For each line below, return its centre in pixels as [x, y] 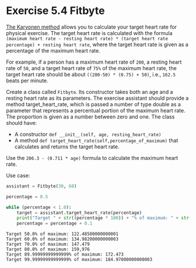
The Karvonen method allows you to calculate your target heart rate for [91, 27]
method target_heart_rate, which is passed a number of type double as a [93, 104]
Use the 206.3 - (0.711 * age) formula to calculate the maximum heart [92, 158]
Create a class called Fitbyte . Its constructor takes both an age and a [90, 92]
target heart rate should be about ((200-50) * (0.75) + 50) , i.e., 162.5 [91, 74]
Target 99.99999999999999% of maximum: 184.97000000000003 [79, 260]
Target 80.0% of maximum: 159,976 [48, 249]
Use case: [18, 175]
